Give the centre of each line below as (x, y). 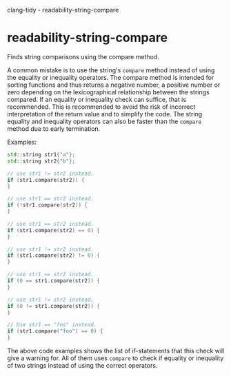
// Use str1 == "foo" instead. (52, 325)
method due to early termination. (54, 128)
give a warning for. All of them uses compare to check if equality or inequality (115, 358)
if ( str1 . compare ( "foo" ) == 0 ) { (55, 331)
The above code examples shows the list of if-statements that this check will (116, 351)
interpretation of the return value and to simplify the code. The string (105, 114)
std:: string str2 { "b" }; (41, 161)
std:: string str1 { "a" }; (41, 154)
